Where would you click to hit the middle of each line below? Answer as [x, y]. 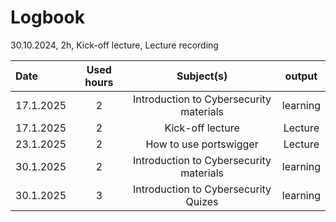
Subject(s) [202, 76]
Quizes [202, 201]
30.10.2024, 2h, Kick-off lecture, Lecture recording [114, 45]
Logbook [47, 17]
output [301, 76]
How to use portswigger [202, 144]
